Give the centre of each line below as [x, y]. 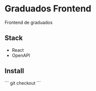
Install [14, 71]
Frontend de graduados [29, 22]
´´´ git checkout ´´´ [23, 83]
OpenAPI [21, 55]
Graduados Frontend [48, 9]
